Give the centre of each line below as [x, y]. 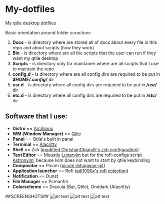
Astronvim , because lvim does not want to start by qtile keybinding [81, 160]
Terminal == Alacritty [34, 144]
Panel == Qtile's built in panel [43, 139]
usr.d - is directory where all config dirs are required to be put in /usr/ [84, 85]
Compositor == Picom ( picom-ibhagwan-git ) [59, 165]
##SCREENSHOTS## [27, 196]
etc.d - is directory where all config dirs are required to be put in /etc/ [84, 95]
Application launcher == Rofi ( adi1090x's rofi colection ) [70, 171]
